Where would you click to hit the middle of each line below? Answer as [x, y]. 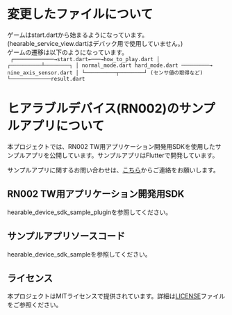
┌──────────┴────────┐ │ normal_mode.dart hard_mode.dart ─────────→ [110, 65]
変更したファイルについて [80, 14]
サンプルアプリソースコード [66, 236]
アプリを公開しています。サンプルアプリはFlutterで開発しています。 [122, 155]
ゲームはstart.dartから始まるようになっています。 [77, 35]
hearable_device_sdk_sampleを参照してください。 [79, 254]
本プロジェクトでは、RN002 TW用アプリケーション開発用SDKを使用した [111, 146]
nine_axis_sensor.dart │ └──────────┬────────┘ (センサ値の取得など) [105, 73]
